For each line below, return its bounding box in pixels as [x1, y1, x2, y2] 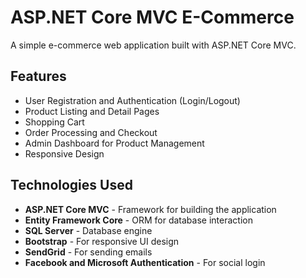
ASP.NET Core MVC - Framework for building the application [24, 203, 277, 215]
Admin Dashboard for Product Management [24, 137, 205, 149]
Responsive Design [24, 147, 105, 160]
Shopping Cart [24, 116, 85, 128]
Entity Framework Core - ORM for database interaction [24, 214, 253, 226]
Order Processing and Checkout [24, 126, 158, 138]
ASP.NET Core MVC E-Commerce [10, 6, 295, 29]
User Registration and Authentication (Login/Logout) [24, 94, 241, 106]
